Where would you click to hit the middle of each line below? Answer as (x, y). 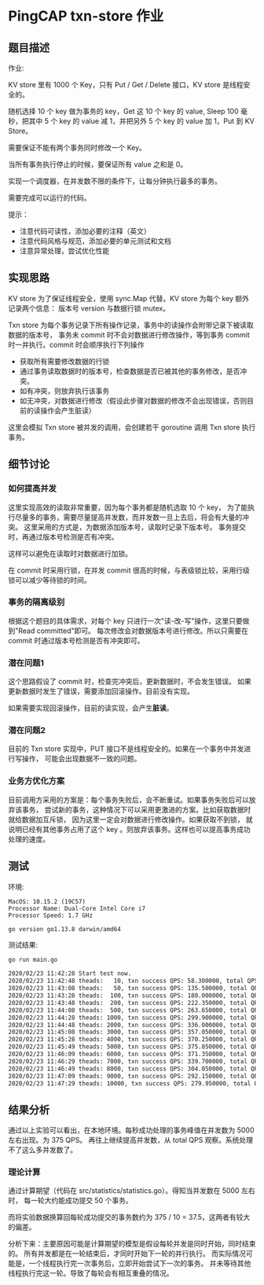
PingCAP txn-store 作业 (86, 16)
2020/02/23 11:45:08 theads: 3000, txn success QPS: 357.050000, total (128, 1032)
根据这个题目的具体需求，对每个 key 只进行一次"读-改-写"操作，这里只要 (125, 620)
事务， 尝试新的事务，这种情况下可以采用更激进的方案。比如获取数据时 (136, 809)
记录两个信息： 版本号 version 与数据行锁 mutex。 (89, 308)
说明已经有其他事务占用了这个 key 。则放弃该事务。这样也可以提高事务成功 (129, 829)
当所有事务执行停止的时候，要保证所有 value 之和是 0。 (98, 164)
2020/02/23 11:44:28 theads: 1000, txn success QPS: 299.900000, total (128, 1018)
